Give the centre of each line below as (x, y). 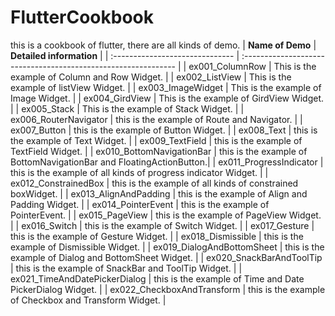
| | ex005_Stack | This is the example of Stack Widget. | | (127, 108)
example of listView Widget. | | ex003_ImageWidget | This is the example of (166, 87)
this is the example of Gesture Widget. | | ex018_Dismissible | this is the (157, 236)
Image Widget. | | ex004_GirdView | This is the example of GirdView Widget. (167, 98)
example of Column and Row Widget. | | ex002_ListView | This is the (151, 77)
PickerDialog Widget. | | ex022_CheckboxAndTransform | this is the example (168, 289)
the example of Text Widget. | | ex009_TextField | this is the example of (156, 140)
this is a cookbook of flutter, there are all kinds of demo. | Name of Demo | (163, 45)
